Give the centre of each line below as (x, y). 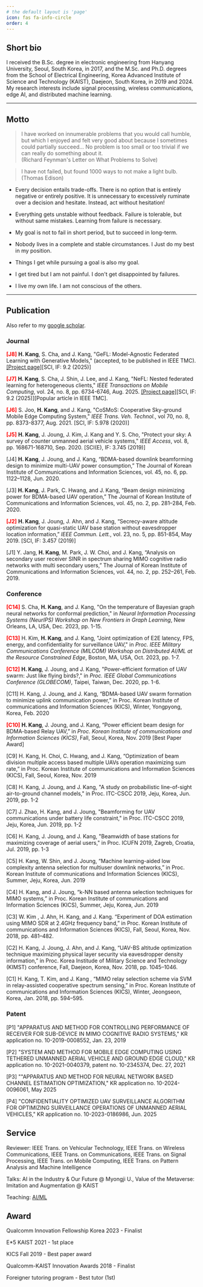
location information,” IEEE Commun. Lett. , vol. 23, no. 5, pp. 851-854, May (99, 534)
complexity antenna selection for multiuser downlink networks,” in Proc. (96, 867)
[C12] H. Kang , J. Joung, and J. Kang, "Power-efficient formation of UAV (97, 669)
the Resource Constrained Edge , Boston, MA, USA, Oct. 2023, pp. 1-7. (93, 657)
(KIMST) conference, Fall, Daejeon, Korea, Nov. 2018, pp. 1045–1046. (92, 967)
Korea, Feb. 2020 (28, 713)
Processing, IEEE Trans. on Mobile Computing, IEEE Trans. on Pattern (92, 1161)
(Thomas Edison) (42, 178)
